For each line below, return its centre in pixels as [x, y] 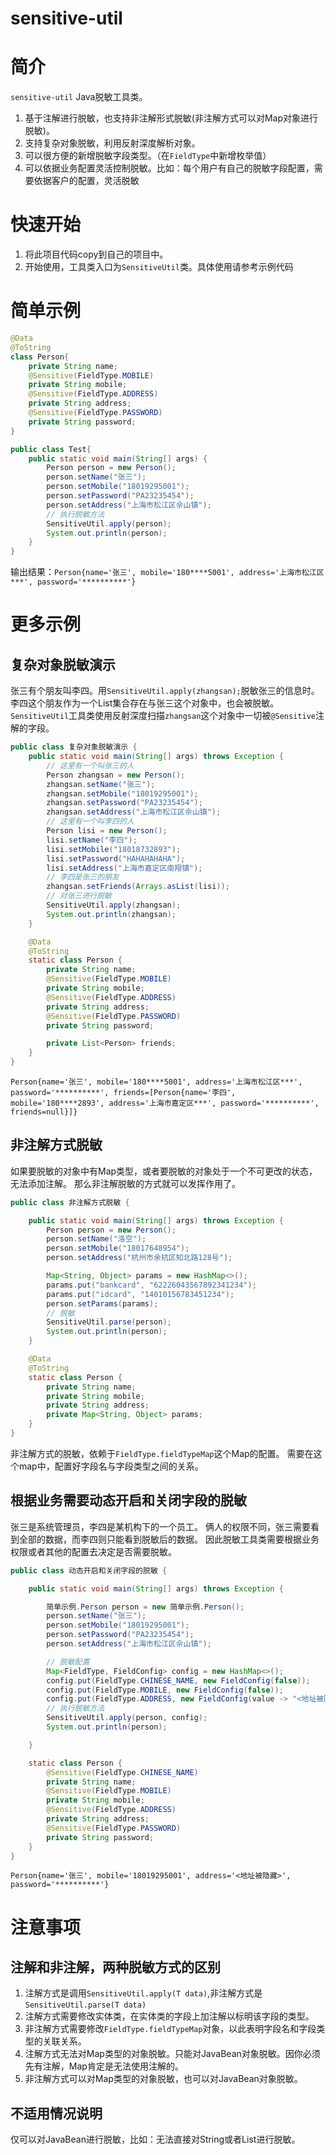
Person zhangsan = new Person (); [116, 775]
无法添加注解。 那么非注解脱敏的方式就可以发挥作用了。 [125, 1183]
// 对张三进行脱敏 [79, 896]
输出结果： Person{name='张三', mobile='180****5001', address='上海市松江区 [167, 572]
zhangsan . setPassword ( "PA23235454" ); [124, 803]
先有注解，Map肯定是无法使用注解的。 [104, 2066]
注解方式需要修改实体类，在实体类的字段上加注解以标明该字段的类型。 [169, 2016]
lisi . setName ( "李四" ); [92, 840]
